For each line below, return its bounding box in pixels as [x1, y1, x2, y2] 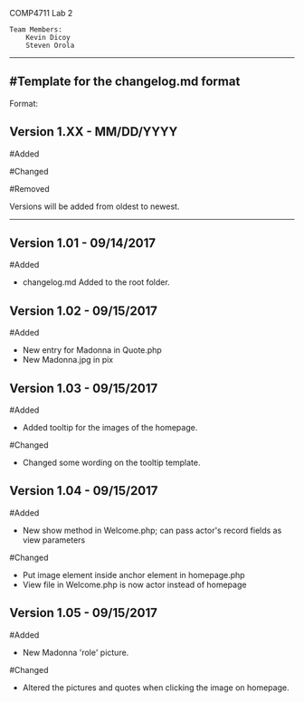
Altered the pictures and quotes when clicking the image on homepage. [22, 682, 290, 693]
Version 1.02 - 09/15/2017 [9, 303, 158, 318]
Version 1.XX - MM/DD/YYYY [9, 124, 178, 139]
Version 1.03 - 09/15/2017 [9, 380, 158, 396]
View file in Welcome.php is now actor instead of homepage [22, 579, 247, 590]
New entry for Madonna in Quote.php [22, 345, 163, 356]
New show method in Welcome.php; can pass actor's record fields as [22, 525, 282, 536]
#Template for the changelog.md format [9, 74, 241, 90]
